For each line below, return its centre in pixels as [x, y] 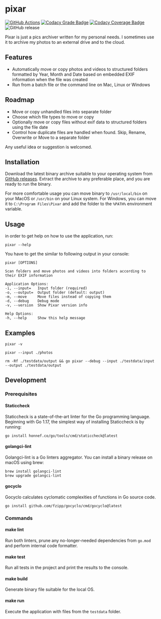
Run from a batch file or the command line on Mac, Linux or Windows [81, 85]
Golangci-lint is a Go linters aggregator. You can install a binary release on [79, 457]
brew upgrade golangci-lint [33, 475]
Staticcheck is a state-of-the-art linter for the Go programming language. [78, 416]
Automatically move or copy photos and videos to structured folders [80, 69]
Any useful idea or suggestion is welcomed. [49, 147]
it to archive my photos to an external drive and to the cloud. [65, 42]
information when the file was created [50, 79]
